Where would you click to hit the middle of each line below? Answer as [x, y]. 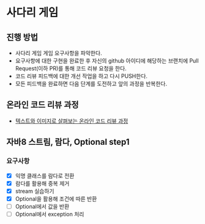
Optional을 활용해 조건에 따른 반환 [56, 199]
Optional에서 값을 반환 [42, 206]
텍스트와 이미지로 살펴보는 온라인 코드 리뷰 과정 [72, 121]
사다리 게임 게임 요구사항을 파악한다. [58, 53]
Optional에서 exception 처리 [50, 214]
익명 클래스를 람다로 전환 [45, 176]
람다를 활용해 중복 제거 [42, 183]
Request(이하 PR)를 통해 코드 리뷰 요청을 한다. [71, 68]
